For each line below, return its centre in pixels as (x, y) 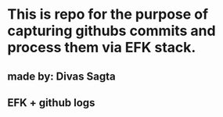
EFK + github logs (51, 103)
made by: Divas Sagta (61, 76)
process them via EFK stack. (102, 48)
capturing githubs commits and (111, 31)
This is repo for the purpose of (108, 14)
